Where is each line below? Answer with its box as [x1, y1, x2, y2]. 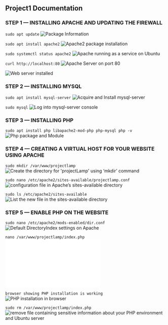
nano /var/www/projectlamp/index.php [5, 234, 85, 240]
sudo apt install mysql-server [5, 95, 71, 100]
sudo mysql [5, 105, 28, 110]
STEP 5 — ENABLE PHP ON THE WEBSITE [5, 209, 109, 216]
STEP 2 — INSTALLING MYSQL [5, 83, 82, 90]
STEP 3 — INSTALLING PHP [5, 117, 74, 124]
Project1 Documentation [5, 4, 83, 13]
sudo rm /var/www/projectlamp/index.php [5, 305, 92, 310]
